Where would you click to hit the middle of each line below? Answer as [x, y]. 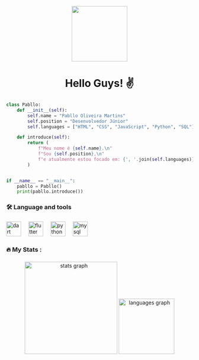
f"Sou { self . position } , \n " [71, 154]
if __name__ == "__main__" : [41, 181]
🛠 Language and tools [39, 207]
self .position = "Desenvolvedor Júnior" [78, 121]
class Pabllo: [24, 105]
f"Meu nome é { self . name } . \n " [75, 148]
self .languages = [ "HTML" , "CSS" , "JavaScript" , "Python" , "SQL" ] [111, 127]
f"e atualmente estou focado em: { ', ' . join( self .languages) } [116, 159]
